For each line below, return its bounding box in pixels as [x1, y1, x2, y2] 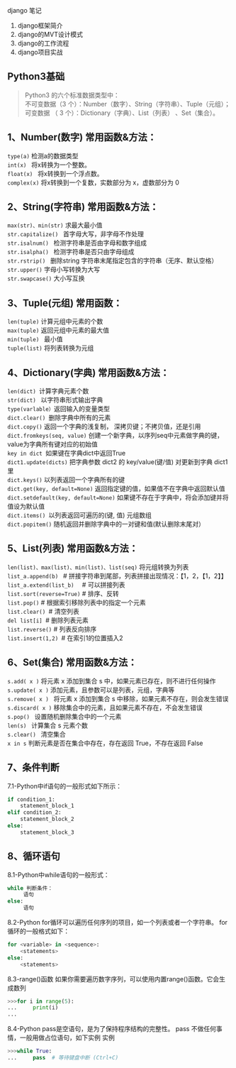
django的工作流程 [17, 39, 69, 48]
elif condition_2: [7, 809, 62, 816]
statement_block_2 [20, 815, 74, 823]
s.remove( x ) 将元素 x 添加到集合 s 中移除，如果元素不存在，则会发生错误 [7, 694, 229, 703]
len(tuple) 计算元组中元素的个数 [7, 317, 103, 326]
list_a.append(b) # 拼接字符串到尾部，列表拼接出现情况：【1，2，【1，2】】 [7, 571, 227, 580]
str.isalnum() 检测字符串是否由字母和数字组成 [7, 238, 147, 247]
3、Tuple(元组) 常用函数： [7, 297, 123, 309]
